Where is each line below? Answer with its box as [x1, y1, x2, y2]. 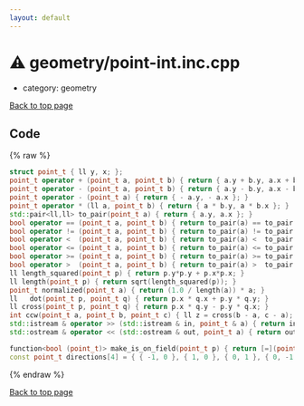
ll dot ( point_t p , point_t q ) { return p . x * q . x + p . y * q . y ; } [9, 294, 270, 304]
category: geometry [22, 82, 98, 93]
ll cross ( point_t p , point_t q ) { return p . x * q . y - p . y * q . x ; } [9, 303, 270, 312]
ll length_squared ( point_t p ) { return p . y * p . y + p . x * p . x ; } [9, 268, 245, 277]
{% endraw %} [9, 369, 65, 380]
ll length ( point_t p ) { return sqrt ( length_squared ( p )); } [9, 277, 237, 286]
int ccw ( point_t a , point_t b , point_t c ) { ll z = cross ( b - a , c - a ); [9, 311, 294, 320]
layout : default [9, 13, 71, 23]
